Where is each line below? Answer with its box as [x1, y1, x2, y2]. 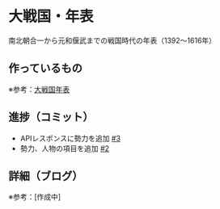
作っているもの [8, 61, 82, 75]
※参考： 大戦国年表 [8, 84, 70, 94]
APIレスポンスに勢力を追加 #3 [19, 133, 121, 143]
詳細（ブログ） [8, 169, 83, 182]
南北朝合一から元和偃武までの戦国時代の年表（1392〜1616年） [8, 36, 217, 45]
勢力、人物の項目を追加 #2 [19, 143, 110, 153]
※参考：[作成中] [8, 192, 61, 202]
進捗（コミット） [8, 111, 94, 124]
